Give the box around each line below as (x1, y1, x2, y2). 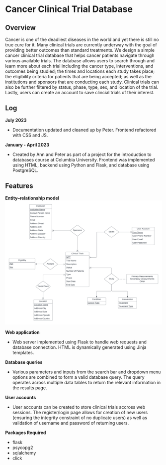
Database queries (5, 359, 43, 365)
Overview (5, 23, 36, 32)
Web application (5, 329, 40, 335)
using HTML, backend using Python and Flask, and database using (12, 162, 150, 168)
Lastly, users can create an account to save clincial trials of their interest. (5, 90, 155, 95)
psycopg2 (12, 445, 33, 451)
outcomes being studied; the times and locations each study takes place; (5, 68, 155, 74)
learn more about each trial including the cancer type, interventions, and (5, 63, 154, 69)
